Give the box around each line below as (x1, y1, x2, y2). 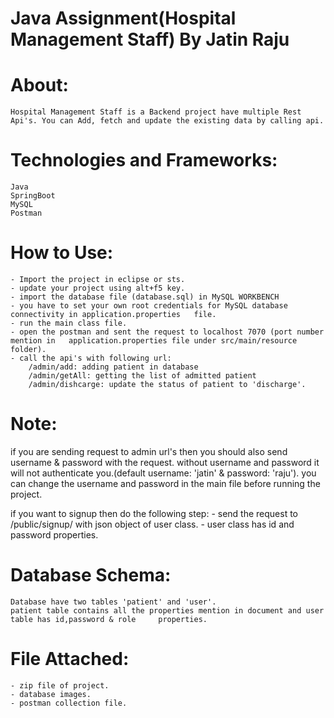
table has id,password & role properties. (10, 614, 208, 624)
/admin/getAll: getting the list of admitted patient (28, 371, 257, 381)
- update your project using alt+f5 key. (10, 283, 186, 293)
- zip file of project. (10, 680, 110, 691)
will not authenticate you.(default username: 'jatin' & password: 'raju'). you (10, 467, 317, 479)
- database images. (10, 689, 92, 699)
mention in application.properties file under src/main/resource (10, 336, 298, 346)
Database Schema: (10, 564, 172, 587)
